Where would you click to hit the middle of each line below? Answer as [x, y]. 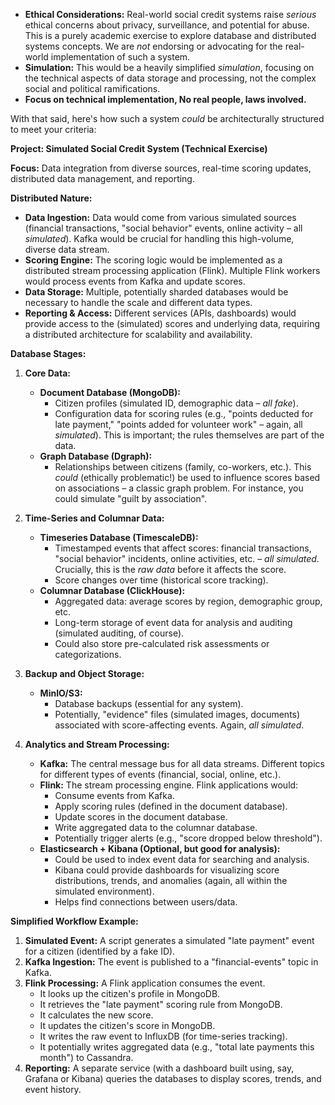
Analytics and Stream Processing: [97, 744]
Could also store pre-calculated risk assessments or [162, 643]
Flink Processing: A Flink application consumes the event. [145, 983]
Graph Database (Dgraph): [96, 456]
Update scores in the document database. [141, 817]
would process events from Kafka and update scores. [135, 281]
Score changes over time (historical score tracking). [161, 580]
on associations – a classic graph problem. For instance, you [179, 488]
